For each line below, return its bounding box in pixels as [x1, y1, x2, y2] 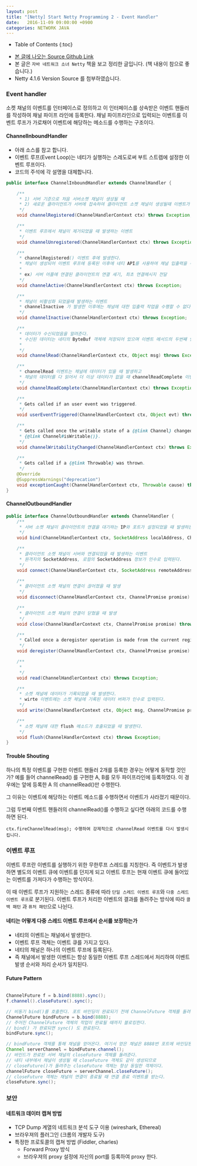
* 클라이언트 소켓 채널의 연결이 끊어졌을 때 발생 [19, 584, 121, 589]
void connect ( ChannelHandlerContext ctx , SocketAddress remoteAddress [16, 567, 193, 573]
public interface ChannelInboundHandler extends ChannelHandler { [6, 180, 172, 186]
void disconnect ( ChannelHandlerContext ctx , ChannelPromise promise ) [16, 594, 191, 601]
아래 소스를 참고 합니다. [14, 146, 69, 153]
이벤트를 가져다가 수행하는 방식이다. [12, 875, 94, 882]
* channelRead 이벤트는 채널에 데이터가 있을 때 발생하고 [19, 369, 142, 375]
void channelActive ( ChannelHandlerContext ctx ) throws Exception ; [16, 282, 182, 288]
